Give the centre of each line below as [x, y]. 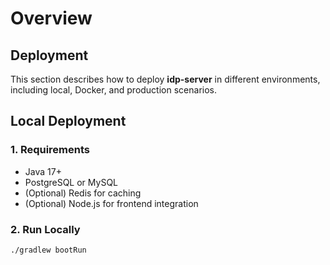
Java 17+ [43, 171]
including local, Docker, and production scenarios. [113, 90]
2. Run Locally [45, 229]
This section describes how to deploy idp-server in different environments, [165, 79]
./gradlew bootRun [48, 250]
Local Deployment [68, 121]
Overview [51, 18]
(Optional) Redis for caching [83, 193]
